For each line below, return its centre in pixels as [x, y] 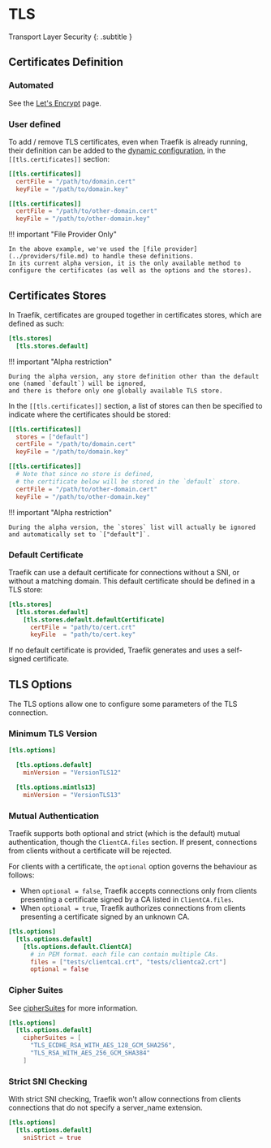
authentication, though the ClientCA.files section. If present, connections [133, 843]
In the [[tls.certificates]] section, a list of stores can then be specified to [135, 405]
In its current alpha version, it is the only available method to [125, 264]
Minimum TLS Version [53, 734]
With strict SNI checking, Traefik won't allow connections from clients [125, 1099]
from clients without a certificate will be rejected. [90, 851]
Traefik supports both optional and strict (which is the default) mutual [125, 834]
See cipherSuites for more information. [73, 1007]
